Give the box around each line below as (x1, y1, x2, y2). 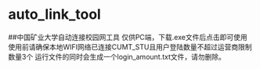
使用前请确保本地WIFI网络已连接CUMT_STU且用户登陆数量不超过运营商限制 (8, 42, 252, 52)
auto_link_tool (8, 5, 102, 24)
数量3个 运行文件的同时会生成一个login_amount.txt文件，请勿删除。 (8, 52, 226, 61)
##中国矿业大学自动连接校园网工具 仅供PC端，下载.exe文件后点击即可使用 (8, 32, 248, 42)
